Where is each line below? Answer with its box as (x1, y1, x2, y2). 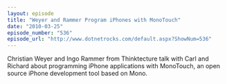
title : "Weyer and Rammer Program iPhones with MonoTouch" (7, 17, 181, 23)
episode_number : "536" (7, 29, 73, 36)
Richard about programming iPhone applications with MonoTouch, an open (7, 62, 220, 70)
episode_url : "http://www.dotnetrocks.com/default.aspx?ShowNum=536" (7, 36, 212, 43)
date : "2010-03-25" (7, 23, 64, 30)
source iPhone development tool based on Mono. (7, 70, 147, 78)
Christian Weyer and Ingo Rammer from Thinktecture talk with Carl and (7, 54, 209, 63)
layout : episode (7, 10, 54, 17)
